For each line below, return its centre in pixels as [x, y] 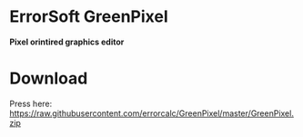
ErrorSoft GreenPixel [89, 17]
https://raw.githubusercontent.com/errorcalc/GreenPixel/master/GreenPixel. [151, 113]
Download [49, 78]
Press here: [31, 103]
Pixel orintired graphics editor [67, 42]
